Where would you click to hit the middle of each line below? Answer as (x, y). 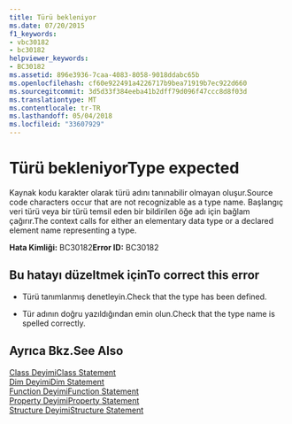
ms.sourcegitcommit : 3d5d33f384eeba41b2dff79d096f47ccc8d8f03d (128, 91)
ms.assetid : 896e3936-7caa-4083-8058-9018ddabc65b (104, 75)
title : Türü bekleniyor (53, 17)
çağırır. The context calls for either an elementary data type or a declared (142, 220)
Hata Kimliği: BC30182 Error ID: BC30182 (84, 247)
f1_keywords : (33, 34)
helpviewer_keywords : (49, 58)
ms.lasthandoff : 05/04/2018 (61, 116)
